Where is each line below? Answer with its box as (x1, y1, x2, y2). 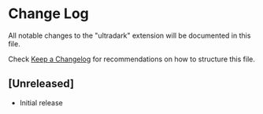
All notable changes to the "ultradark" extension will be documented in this (8, 31, 251, 40)
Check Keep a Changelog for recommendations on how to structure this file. (8, 54, 256, 64)
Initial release (19, 97, 63, 107)
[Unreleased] (8, 77, 75, 90)
